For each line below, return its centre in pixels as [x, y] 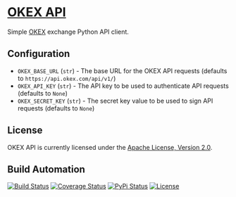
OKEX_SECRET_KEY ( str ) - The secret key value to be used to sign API [115, 101]
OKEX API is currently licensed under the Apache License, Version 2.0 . [110, 147]
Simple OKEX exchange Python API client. [68, 32]
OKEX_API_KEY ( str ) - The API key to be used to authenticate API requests [123, 86]
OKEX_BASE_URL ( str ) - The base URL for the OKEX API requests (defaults [122, 70]
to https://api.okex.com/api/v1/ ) [67, 78]
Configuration [39, 54]
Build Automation [46, 169]
